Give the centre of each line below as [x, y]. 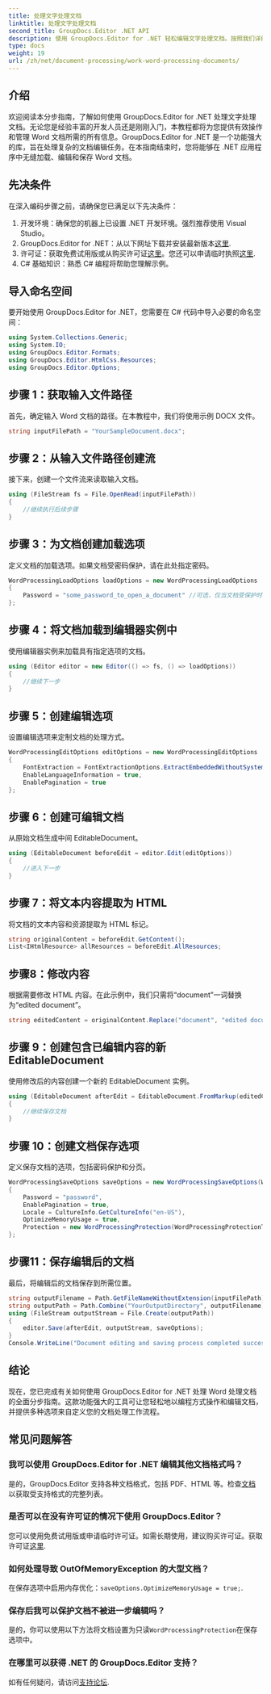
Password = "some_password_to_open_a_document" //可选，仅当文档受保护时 [143, 595]
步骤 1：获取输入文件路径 [71, 395]
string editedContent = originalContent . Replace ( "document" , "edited [128, 1021]
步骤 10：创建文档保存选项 [74, 1146]
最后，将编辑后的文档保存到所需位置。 [72, 1283]
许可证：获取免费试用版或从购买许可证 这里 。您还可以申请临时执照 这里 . [138, 253]
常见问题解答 [40, 1439]
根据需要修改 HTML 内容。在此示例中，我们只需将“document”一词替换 [125, 995]
